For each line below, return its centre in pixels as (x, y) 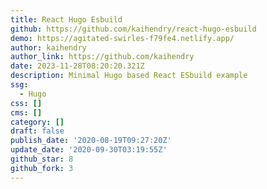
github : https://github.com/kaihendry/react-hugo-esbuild (133, 29)
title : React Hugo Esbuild (66, 19)
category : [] (37, 122)
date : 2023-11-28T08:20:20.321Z (77, 66)
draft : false (37, 131)
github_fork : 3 (42, 168)
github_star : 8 (42, 159)
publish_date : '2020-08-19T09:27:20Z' (91, 141)
